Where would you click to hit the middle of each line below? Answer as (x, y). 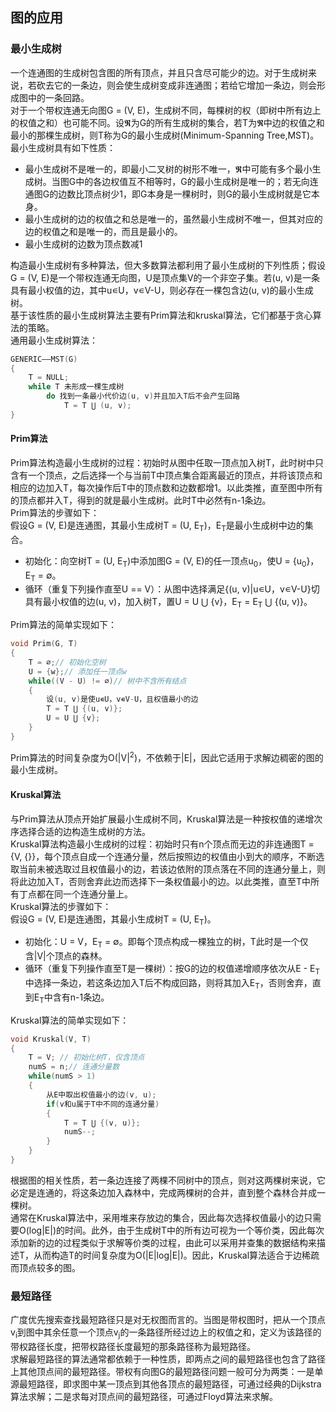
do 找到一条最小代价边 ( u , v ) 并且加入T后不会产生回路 (143, 396)
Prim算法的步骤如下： (55, 513)
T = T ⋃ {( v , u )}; (102, 1123)
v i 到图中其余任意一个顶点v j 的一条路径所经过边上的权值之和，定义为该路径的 (166, 1333)
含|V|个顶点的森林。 (66, 956)
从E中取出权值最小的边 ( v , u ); (101, 1094)
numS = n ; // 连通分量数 (74, 1067)
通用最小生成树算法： (54, 340)
